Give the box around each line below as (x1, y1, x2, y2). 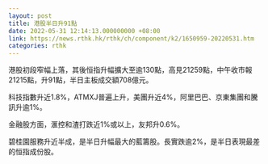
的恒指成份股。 (8, 147, 58, 157)
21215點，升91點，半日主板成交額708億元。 (8, 75, 153, 85)
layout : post (8, 11, 52, 20)
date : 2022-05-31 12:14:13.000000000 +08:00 (8, 27, 161, 35)
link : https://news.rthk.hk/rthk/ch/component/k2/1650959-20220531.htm (8, 34, 254, 43)
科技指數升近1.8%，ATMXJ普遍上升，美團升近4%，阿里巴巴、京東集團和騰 (8, 92, 258, 102)
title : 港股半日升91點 (8, 19, 77, 27)
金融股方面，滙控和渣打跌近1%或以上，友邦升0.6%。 (8, 120, 185, 129)
